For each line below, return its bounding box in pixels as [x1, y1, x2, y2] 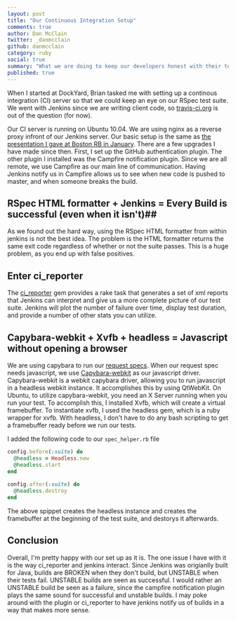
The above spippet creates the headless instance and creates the [7, 506, 197, 515]
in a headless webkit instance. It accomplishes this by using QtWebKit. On [7, 383, 221, 391]
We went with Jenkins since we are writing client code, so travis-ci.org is [7, 103, 218, 112]
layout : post [7, 10, 46, 18]
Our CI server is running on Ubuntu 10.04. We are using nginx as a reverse [7, 125, 222, 133]
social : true [7, 56, 46, 63]
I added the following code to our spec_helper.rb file [7, 434, 160, 443]
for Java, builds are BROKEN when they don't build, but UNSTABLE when [7, 568, 219, 577]
